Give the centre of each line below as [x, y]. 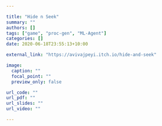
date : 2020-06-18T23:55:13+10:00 [47, 44]
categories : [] [25, 39]
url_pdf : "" [21, 98]
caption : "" [26, 71]
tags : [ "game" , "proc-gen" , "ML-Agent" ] [57, 33]
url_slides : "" [25, 104]
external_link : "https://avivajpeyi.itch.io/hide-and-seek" [82, 55]
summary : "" [21, 22]
